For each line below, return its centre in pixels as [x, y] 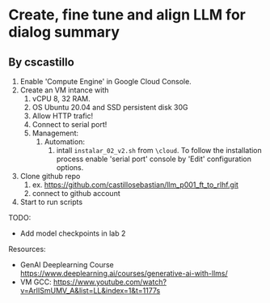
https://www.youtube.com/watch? [110, 282]
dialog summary [64, 32]
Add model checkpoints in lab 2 [73, 233]
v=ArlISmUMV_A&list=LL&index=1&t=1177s [90, 290]
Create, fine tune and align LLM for [127, 15]
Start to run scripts [51, 202]
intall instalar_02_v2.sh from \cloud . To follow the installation [159, 150]
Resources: [27, 249]
